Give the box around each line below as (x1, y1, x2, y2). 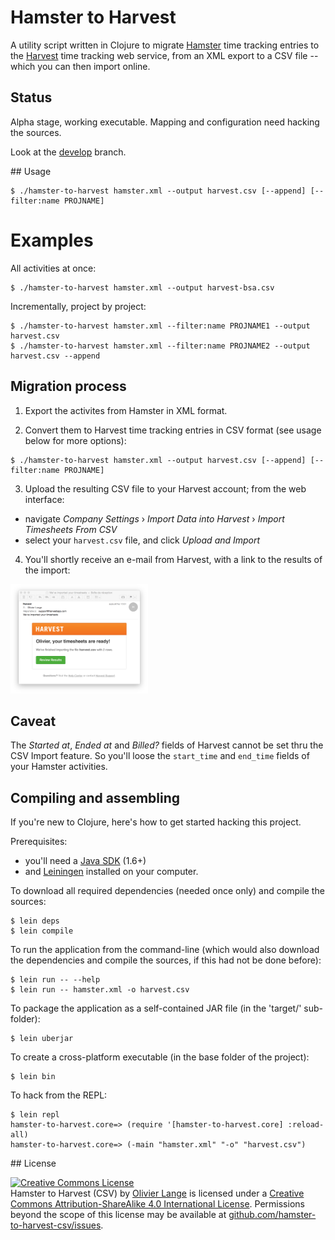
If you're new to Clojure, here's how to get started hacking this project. (10, 816, 302, 828)
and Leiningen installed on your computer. (24, 866, 199, 878)
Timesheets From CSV (24, 523, 118, 535)
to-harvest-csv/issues (10, 1219, 102, 1231)
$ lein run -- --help (10, 975, 101, 985)
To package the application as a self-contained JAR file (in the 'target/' (10, 1002, 302, 1015)
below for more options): (24, 434, 127, 446)
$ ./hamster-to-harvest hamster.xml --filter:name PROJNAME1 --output (10, 321, 311, 331)
